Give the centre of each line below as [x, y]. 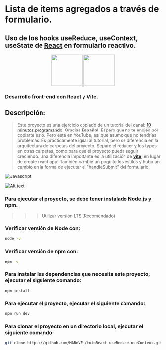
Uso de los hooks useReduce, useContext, [72, 38]
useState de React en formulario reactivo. [71, 45]
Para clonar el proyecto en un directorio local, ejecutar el [74, 326]
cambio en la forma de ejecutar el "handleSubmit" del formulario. [83, 167]
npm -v [12, 262]
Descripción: [25, 113]
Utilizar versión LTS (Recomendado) [78, 216]
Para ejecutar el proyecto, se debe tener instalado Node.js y [78, 199]
